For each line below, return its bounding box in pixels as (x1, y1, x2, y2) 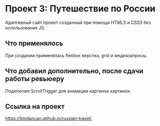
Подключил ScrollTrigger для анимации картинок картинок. (5, 88, 131, 94)
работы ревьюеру (5, 75, 64, 83)
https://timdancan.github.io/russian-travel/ (5, 116, 92, 122)
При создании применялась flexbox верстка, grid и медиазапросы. (5, 52, 148, 58)
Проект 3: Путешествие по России (5, 3, 156, 14)
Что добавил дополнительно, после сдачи (5, 67, 144, 75)
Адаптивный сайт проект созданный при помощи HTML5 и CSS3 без (5, 19, 151, 25)
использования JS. (5, 24, 46, 30)
